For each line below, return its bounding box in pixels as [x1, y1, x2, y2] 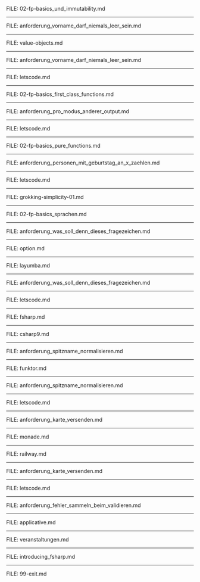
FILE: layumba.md [6, 262, 51, 269]
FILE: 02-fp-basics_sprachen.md [6, 211, 87, 217]
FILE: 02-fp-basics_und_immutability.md [6, 5, 105, 12]
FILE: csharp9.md [6, 331, 49, 337]
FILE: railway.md [6, 450, 46, 457]
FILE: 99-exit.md [6, 570, 47, 577]
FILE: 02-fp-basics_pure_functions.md [6, 142, 101, 149]
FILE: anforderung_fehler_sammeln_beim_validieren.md [6, 502, 141, 509]
